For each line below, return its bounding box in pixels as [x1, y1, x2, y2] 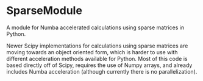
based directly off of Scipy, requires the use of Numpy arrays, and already [6, 62, 193, 69]
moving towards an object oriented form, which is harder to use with [6, 48, 178, 55]
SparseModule [6, 4, 82, 18]
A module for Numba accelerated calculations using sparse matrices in [6, 24, 185, 31]
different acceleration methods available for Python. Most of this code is [6, 55, 188, 62]
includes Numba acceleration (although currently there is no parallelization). [6, 68, 198, 75]
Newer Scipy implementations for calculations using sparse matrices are [6, 42, 188, 49]
